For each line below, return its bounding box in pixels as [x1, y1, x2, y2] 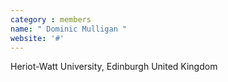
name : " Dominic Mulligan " [10, 24, 128, 34]
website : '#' [10, 33, 65, 43]
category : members [10, 14, 92, 25]
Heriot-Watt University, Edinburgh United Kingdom [10, 61, 218, 73]
